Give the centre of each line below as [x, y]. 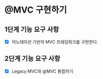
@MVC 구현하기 [36, 10]
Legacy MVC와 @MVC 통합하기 [42, 71]
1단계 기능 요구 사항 [32, 29]
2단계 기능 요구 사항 [32, 59]
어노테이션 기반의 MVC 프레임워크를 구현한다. [55, 42]
